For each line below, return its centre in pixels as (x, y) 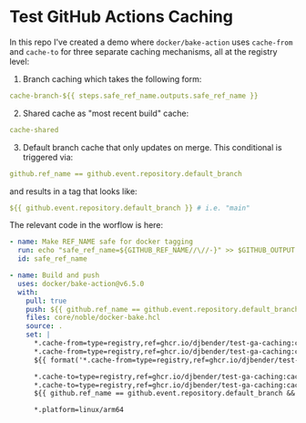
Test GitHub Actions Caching (122, 17)
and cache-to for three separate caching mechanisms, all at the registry (143, 51)
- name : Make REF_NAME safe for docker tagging (102, 242)
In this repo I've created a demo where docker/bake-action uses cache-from (151, 42)
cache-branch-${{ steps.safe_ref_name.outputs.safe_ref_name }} (134, 96)
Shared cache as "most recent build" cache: (106, 113)
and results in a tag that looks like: (74, 191)
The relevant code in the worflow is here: (87, 225)
